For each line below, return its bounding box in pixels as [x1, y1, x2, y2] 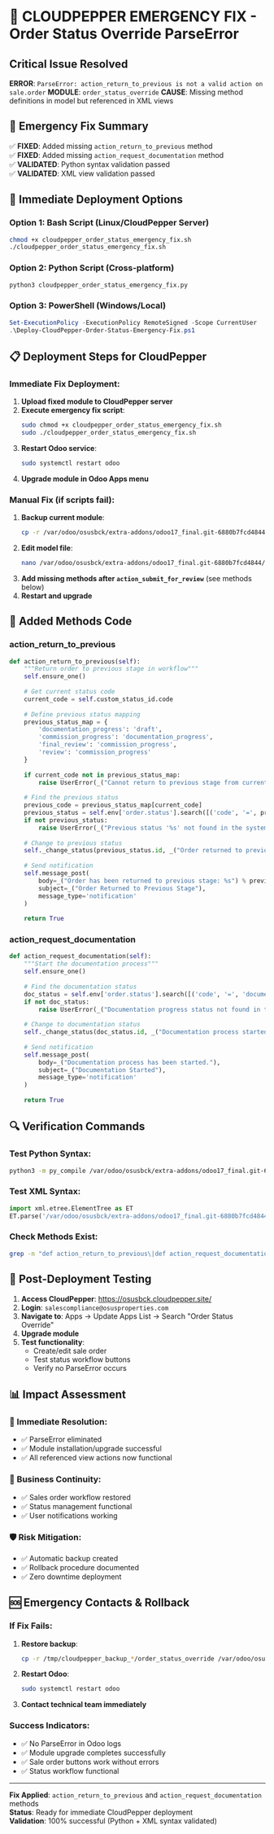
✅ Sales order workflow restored [20, 1492, 131, 1502]
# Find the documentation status [24, 983, 137, 991]
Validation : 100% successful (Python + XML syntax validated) [9, 1815, 218, 1826]
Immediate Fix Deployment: [9, 378, 120, 389]
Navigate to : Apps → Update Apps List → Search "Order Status [20, 1311, 234, 1321]
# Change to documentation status [24, 1021, 141, 1029]
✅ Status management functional [20, 1501, 133, 1511]
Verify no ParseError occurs [33, 1363, 127, 1372]
